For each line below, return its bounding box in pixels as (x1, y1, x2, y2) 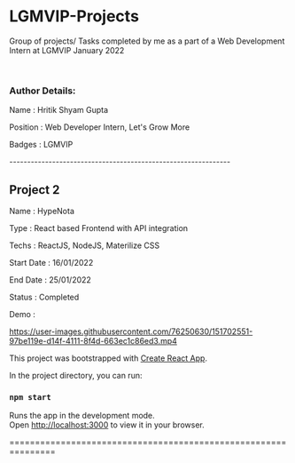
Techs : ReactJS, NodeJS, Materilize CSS (9, 240, 160, 251)
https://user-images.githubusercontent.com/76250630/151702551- (9, 326, 253, 337)
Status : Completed (9, 291, 80, 303)
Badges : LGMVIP (9, 140, 74, 150)
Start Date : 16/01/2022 (9, 258, 94, 268)
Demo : (9, 309, 35, 320)
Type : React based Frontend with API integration (9, 223, 189, 234)
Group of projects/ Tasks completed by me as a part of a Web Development (9, 36, 285, 46)
